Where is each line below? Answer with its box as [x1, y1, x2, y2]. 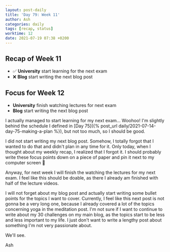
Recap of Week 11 [5, 54, 62, 63]
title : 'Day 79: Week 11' [5, 12, 60, 17]
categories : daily [5, 21, 44, 27]
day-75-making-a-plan [5, 128, 53, 134]
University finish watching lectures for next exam [12, 102, 117, 108]
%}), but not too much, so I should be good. [54, 128, 146, 134]
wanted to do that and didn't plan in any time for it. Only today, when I [5, 143, 151, 150]
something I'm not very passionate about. [5, 222, 92, 228]
